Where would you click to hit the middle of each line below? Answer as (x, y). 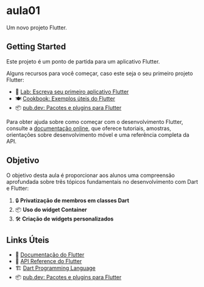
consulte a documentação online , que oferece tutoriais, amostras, (89, 128)
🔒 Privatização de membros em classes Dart (72, 200)
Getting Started (36, 47)
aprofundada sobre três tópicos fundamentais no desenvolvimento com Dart (102, 181)
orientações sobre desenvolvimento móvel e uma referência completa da (98, 134)
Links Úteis (28, 240)
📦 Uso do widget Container (51, 209)
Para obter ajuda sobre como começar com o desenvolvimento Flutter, (95, 122)
